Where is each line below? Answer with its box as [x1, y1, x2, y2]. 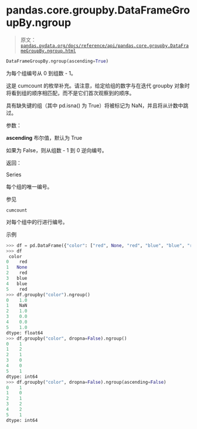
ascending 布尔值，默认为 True [6, 134, 83, 141]
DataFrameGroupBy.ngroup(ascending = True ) [6, 58, 109, 64]
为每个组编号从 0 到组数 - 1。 [6, 69, 76, 76]
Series [6, 171, 22, 178]
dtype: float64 [6, 330, 43, 336]
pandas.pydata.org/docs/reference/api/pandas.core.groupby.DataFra [20, 42, 189, 49]
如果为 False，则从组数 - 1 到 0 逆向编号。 [6, 146, 107, 153]
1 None [6, 264, 28, 270]
